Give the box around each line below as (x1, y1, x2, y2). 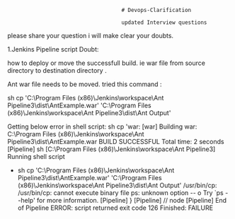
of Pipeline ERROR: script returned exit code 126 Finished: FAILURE (17, 203, 214, 212)
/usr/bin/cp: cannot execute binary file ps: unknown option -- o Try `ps (17, 189, 224, 197)
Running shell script (7, 153, 65, 160)
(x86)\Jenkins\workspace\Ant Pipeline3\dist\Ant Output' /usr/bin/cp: (17, 181, 217, 189)
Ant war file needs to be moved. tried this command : (7, 80, 162, 88)
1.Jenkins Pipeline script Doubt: (7, 45, 99, 53)
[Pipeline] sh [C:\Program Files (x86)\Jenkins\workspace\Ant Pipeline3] (7, 145, 216, 153)
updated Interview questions (121, 19, 207, 26)
